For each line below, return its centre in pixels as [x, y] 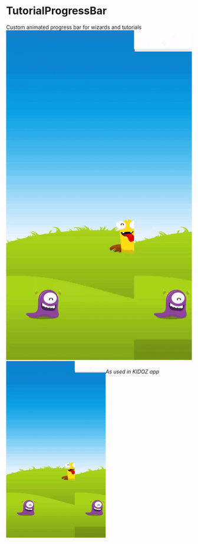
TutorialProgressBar [57, 11]
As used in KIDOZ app [133, 371]
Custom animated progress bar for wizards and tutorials [74, 27]
